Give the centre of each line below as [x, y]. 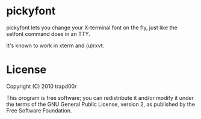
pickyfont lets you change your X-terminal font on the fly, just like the [92, 28]
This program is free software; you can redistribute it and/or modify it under [100, 97]
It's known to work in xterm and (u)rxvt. [55, 45]
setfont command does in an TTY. [48, 33]
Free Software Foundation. [39, 110]
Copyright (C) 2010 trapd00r [42, 86]
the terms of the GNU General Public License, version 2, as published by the [101, 104]
